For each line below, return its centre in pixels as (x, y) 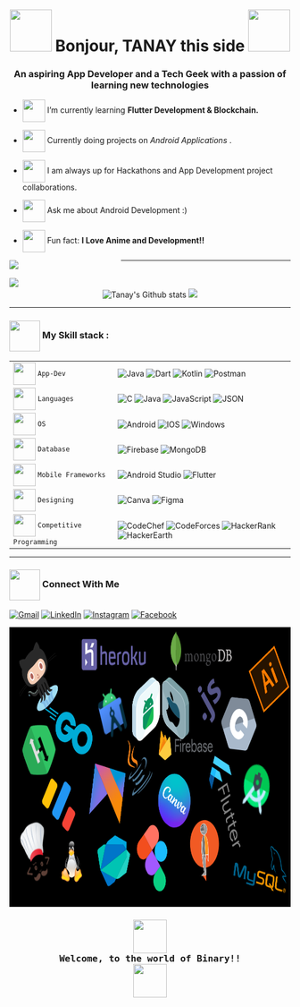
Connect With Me (81, 585)
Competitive (59, 525)
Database (54, 449)
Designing (55, 500)
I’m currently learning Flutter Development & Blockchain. (153, 110)
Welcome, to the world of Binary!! (150, 958)
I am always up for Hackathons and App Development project (160, 171)
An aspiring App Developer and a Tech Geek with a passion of (150, 74)
